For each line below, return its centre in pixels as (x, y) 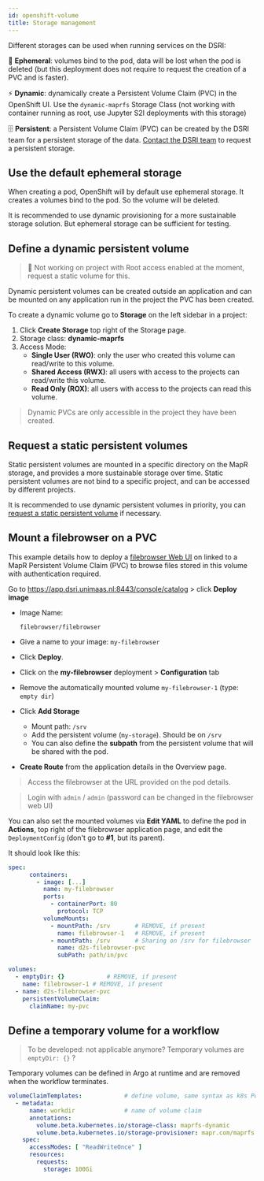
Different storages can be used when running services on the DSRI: (117, 45)
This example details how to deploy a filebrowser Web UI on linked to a (123, 557)
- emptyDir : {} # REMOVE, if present (96, 977)
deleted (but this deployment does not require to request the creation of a (127, 69)
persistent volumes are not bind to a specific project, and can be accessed (129, 481)
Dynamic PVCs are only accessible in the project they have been (132, 412)
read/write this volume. (68, 381)
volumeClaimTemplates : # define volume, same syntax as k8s (128, 1096)
